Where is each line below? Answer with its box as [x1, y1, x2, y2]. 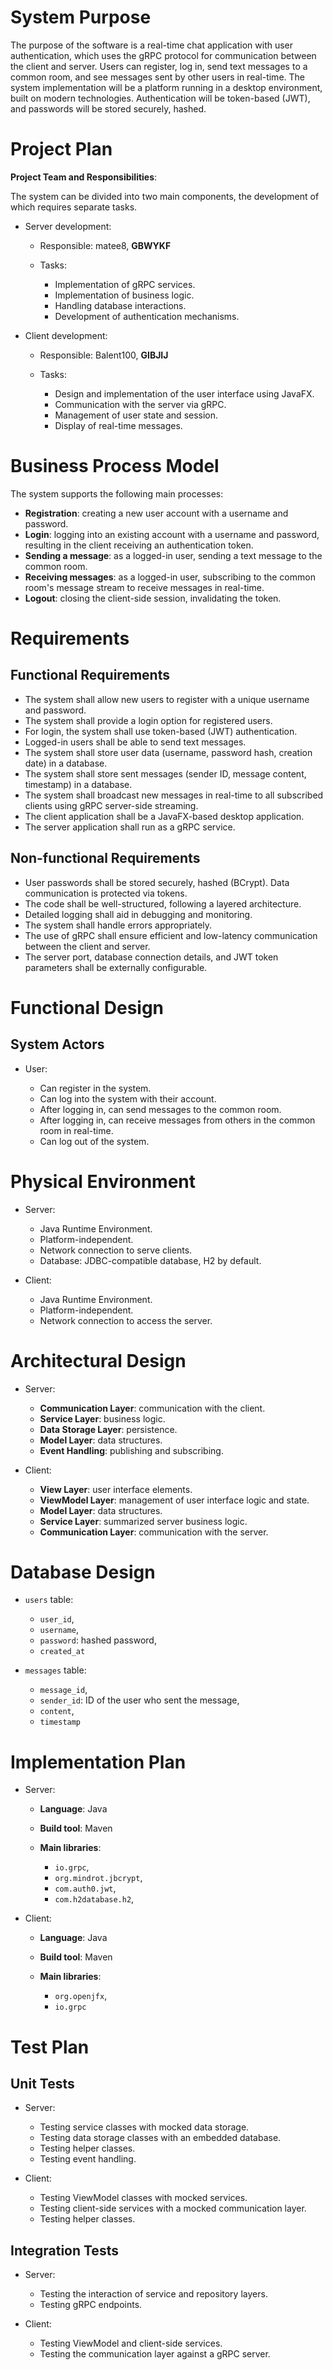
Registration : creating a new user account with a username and [24, 507, 289, 519]
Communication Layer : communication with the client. [39, 1402, 266, 1414]
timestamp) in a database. [24, 778, 133, 790]
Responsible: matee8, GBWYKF [39, 239, 172, 251]
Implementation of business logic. [54, 289, 195, 301]
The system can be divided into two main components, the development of [10, 190, 320, 202]
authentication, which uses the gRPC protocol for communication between [10, 49, 317, 61]
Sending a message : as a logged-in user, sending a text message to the [24, 549, 323, 561]
